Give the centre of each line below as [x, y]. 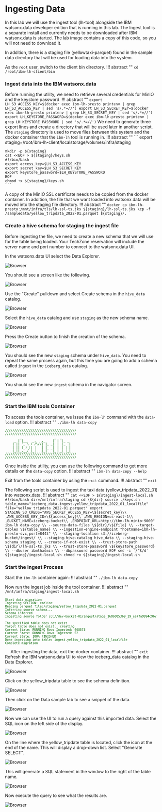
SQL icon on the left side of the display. [44, 724]
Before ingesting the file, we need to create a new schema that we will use [79, 236]
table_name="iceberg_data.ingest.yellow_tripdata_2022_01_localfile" [77, 504]
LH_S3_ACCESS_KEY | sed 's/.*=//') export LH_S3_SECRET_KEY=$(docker [77, 109]
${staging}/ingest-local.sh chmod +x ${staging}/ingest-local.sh [72, 555]
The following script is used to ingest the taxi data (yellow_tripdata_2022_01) [81, 490]
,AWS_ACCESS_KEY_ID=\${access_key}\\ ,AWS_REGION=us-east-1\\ [69, 516]
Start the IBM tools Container [40, 406]
